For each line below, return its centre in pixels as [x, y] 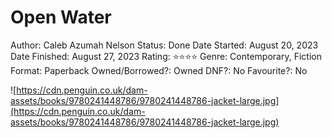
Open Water [61, 17]
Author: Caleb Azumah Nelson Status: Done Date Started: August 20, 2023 [164, 45]
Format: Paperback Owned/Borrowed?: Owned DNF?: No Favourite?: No [159, 70]
